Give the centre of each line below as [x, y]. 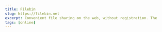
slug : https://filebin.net [32, 14]
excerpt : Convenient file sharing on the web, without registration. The [81, 18]
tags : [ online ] [20, 22]
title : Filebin [20, 9]
